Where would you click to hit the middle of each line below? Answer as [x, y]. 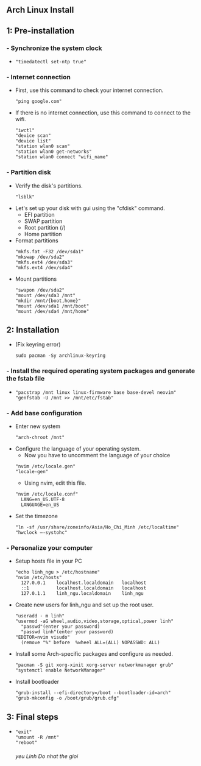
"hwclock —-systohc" [41, 533]
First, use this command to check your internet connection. [89, 90]
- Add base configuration [44, 413]
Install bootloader [37, 682]
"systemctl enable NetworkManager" [60, 670]
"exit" [23, 732]
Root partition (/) [45, 227]
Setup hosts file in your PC [48, 561]
